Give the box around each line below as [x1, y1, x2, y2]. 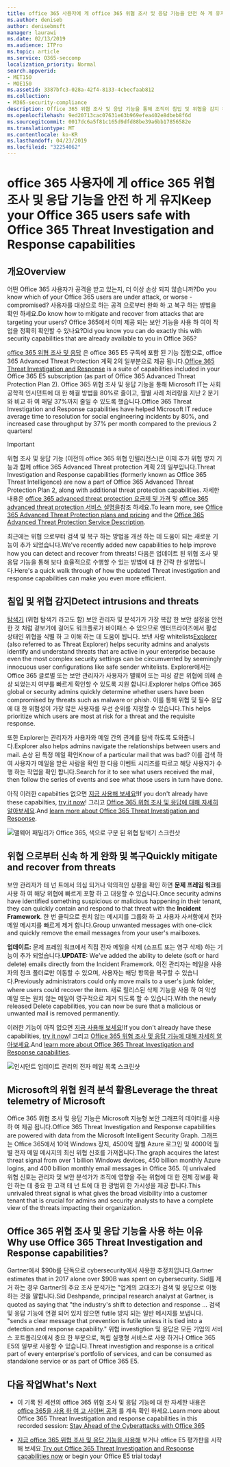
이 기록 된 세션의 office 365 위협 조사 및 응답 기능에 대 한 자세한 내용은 [16, 1398, 207, 1407]
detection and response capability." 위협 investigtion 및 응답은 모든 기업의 [7, 1325, 210, 1333]
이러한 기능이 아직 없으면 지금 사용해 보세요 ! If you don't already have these [7, 1023, 212, 1031]
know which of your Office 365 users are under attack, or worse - [7, 293, 193, 301]
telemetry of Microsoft [7, 1096, 105, 1107]
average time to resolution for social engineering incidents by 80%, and [7, 412, 209, 420]
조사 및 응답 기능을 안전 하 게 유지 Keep [7, 193, 212, 208]
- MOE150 [7, 80, 32, 87]
